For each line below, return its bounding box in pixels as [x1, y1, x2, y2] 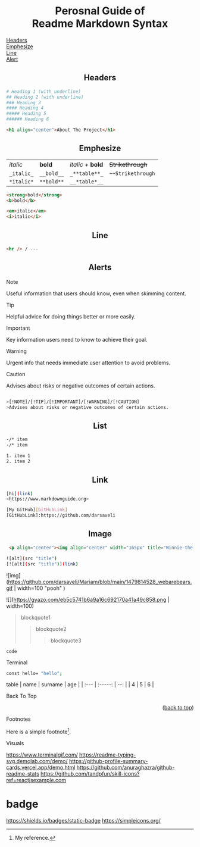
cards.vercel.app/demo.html [6, 764, 76, 771]
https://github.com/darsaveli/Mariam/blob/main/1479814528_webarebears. [8, 578, 192, 585]
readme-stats [6, 770, 40, 777]
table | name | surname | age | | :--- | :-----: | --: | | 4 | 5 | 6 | [6, 681, 154, 688]
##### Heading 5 [6, 111, 46, 117]
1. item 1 [6, 453, 31, 459]
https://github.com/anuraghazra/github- [76, 764, 175, 771]
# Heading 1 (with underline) [6, 88, 82, 95]
